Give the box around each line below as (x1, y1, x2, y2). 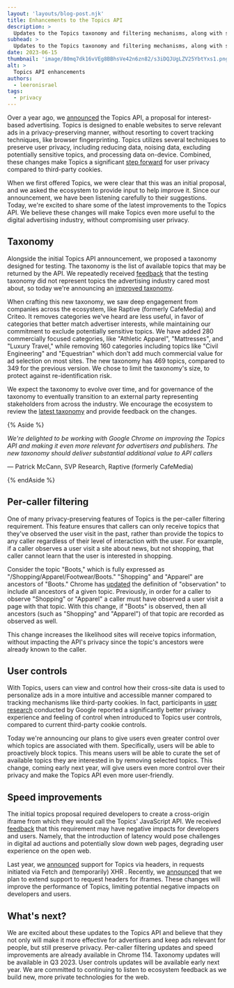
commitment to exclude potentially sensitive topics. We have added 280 (7, 327, 214, 335)
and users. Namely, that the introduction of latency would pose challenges (7, 832, 221, 840)
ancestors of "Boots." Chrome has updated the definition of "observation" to (7, 579, 226, 588)
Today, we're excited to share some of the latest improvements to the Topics (7, 201, 226, 209)
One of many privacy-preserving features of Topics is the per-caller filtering (7, 515, 225, 523)
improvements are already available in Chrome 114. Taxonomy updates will (7, 951, 221, 959)
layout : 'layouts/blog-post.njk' (7, 10, 104, 17)
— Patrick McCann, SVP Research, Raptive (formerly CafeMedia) (7, 462, 194, 471)
